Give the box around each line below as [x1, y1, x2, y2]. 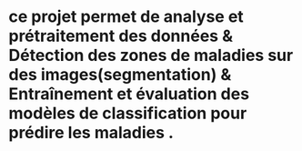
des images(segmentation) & [8, 65, 232, 86]
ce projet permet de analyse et [8, 6, 245, 27]
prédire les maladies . [8, 123, 175, 143]
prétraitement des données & [8, 25, 234, 46]
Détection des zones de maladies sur [8, 45, 294, 65]
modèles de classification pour [8, 103, 247, 124]
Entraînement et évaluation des [8, 84, 250, 105]
